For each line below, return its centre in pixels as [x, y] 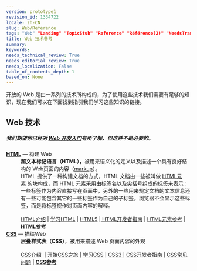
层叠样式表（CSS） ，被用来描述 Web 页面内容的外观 [83, 241]
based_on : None [25, 77]
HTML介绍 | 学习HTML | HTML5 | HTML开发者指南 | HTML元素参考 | [103, 219]
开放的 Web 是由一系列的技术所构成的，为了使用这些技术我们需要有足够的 [95, 95]
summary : [17, 45]
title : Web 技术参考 [29, 39]
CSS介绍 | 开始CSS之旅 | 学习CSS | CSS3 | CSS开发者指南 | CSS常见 [104, 255]
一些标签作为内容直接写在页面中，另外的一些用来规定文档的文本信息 [103, 191]
